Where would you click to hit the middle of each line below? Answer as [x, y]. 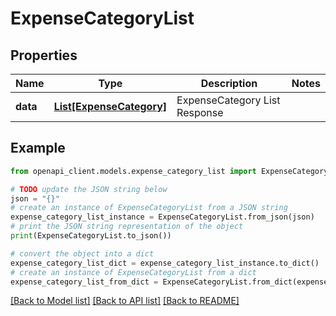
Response [200, 112]
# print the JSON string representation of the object [127, 227]
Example [38, 148]
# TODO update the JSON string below [89, 189]
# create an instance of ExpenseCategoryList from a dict [133, 272]
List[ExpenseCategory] [110, 106]
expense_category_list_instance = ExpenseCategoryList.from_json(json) [162, 217]
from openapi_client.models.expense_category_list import [133, 171]
